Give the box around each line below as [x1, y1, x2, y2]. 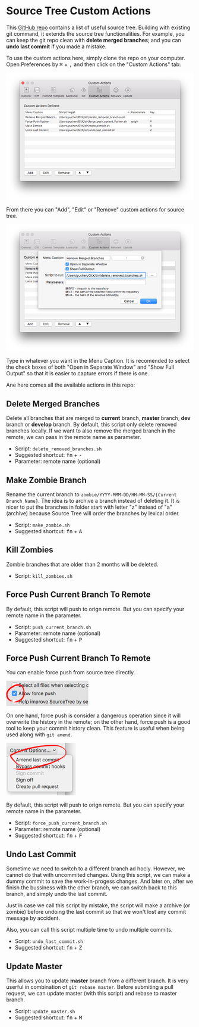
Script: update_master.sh [14, 1008, 75, 1015]
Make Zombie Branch [6, 475, 87, 485]
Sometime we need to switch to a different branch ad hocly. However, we [6, 865, 185, 872]
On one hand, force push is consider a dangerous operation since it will [6, 712, 181, 719]
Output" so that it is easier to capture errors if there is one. [6, 370, 150, 377]
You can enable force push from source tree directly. [6, 669, 135, 676]
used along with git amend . [6, 731, 72, 738]
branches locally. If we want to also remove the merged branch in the [6, 427, 176, 434]
